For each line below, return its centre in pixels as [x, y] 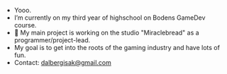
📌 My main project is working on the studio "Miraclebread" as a [107, 32]
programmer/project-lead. [52, 40]
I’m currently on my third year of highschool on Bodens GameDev [110, 18]
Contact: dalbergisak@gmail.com [62, 62]
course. [25, 25]
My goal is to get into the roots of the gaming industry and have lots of [117, 48]
